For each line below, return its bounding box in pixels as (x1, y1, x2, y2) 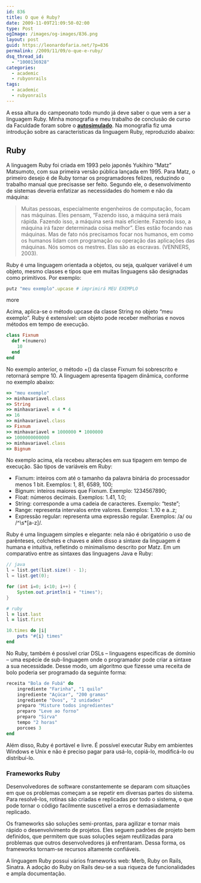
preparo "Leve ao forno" (17, 708, 79, 714)
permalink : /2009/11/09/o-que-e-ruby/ (6, 48, 103, 54)
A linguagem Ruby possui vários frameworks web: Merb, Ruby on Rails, (6, 857, 183, 864)
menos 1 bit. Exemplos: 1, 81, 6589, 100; (14, 481, 113, 488)
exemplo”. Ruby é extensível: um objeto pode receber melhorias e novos (6, 315, 185, 322)
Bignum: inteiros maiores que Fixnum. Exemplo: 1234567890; (14, 487, 167, 495)
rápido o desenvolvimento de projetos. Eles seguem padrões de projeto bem (6, 826, 196, 833)
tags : (6, 82, 20, 88)
